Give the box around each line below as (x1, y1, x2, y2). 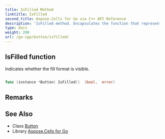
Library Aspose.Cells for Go (12, 128, 68, 134)
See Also (5, 110, 33, 118)
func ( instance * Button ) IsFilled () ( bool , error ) (5, 80, 115, 84)
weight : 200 (5, 30, 29, 35)
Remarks (5, 93, 33, 101)
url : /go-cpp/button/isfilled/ (5, 35, 69, 40)
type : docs (5, 26, 27, 30)
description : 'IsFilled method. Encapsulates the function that (5, 21, 139, 26)
